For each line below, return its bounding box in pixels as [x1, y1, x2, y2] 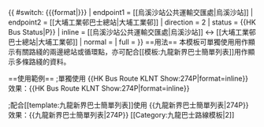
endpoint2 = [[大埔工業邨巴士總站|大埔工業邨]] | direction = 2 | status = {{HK [8, 17, 256, 27]
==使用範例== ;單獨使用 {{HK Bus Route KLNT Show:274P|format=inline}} [8, 74, 249, 83]
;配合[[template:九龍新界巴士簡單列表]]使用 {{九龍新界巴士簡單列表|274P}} [8, 100, 250, 110]
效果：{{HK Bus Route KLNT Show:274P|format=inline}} [8, 84, 190, 93]
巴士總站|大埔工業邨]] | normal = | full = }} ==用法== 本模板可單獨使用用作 [8, 37, 249, 47]
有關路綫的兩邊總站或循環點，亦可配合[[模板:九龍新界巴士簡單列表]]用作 [14, 47, 248, 56]
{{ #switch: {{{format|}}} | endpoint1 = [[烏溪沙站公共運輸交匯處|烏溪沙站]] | [8, 8, 254, 17]
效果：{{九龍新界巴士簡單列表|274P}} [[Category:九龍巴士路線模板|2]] [8, 110, 235, 119]
